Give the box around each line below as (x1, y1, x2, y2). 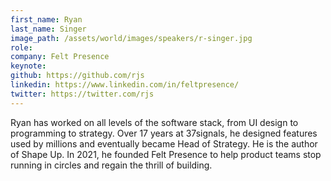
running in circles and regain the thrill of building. (10, 159, 213, 171)
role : (10, 42, 33, 53)
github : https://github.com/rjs (10, 71, 145, 81)
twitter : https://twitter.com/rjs (10, 89, 155, 99)
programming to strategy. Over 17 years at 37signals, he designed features (10, 127, 318, 139)
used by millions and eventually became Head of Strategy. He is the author (10, 137, 318, 150)
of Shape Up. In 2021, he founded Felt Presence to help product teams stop (10, 148, 322, 160)
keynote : (10, 61, 47, 71)
